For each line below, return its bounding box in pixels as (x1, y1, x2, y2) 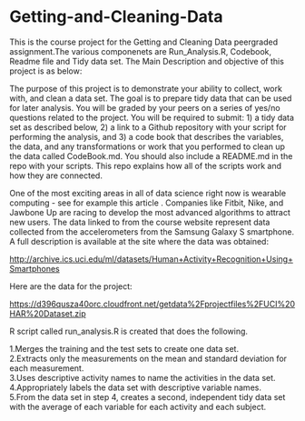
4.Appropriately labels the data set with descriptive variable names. (9, 382, 261, 393)
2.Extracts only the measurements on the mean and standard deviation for (9, 353, 288, 364)
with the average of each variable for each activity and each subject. (9, 401, 267, 412)
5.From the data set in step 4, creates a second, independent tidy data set (9, 391, 286, 402)
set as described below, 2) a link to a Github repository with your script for (9, 121, 288, 133)
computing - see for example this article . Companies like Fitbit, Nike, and (9, 197, 284, 208)
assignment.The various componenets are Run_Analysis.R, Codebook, (9, 45, 272, 56)
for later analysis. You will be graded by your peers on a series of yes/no (9, 102, 280, 113)
